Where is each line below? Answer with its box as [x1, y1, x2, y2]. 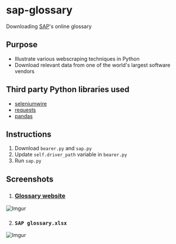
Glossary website [14, 191, 65, 200]
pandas [14, 112, 33, 120]
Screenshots [6, 174, 54, 184]
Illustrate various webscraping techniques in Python [14, 55, 140, 62]
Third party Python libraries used [6, 85, 130, 95]
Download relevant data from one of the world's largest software [14, 61, 171, 68]
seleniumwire [14, 100, 47, 107]
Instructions [6, 129, 51, 139]
